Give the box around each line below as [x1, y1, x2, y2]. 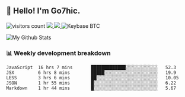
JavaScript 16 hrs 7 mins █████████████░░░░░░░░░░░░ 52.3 [6, 64, 177, 71]
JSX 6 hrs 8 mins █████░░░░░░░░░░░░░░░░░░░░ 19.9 [6, 70, 177, 76]
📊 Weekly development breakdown [6, 48, 111, 57]
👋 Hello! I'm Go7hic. [6, 6, 81, 16]
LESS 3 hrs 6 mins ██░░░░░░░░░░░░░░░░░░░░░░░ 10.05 [6, 75, 179, 81]
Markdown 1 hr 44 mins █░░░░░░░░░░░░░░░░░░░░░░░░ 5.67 [6, 85, 177, 92]
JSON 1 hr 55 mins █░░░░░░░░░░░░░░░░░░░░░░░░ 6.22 [6, 80, 177, 86]
